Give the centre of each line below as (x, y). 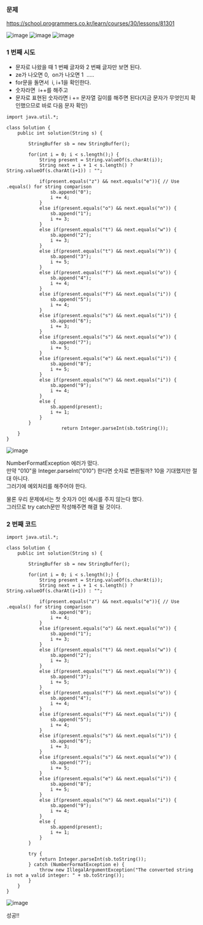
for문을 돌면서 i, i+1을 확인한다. (53, 82)
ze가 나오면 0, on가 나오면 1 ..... (55, 74)
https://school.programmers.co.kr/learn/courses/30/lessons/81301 (90, 23)
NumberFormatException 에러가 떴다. (53, 463)
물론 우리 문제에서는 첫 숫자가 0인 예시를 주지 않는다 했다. (75, 499)
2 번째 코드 (21, 524)
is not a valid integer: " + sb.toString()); (65, 875)
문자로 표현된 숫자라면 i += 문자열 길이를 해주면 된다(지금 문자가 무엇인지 (102, 98)
